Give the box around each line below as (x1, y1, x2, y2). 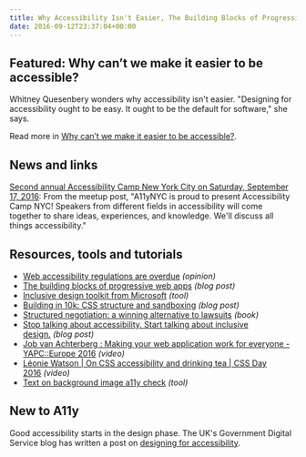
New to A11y (9, 403, 79, 419)
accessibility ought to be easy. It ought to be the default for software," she (9, 104, 289, 115)
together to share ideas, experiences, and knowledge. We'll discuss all (9, 210, 274, 221)
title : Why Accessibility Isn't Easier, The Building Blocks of (9, 13, 259, 23)
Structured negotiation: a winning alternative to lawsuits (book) (22, 309, 260, 320)
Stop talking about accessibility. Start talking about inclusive (22, 319, 249, 330)
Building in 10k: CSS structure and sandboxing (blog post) (22, 300, 240, 310)
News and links (9, 157, 98, 173)
